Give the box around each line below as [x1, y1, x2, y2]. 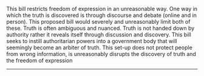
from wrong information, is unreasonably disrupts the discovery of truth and [6, 50, 196, 57]
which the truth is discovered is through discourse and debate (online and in [6, 12, 197, 19]
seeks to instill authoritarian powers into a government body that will [6, 38, 177, 44]
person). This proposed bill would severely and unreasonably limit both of [6, 18, 191, 25]
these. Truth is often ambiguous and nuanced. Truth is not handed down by [6, 24, 195, 32]
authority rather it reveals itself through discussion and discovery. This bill [6, 31, 191, 38]
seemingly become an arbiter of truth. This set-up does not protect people [6, 44, 192, 51]
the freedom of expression [6, 57, 73, 64]
